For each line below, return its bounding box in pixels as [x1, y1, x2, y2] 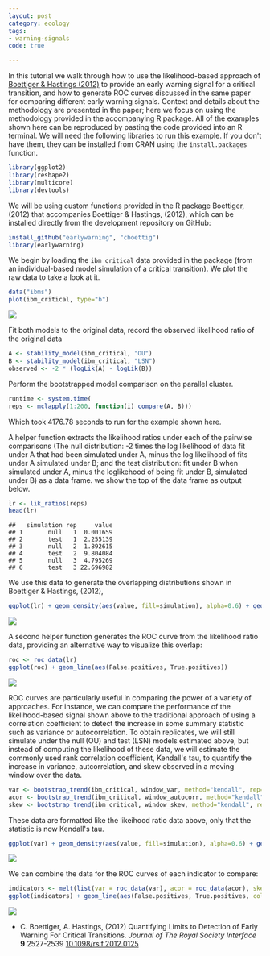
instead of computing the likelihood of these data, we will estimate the [8, 744, 240, 754]
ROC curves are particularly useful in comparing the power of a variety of [8, 692, 252, 702]
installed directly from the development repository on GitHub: [8, 218, 211, 227]
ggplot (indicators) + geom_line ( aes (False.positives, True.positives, [8, 892, 250, 900]
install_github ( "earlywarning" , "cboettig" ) [8, 233, 160, 242]
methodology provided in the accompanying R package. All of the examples [8, 114, 260, 123]
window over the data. [8, 770, 83, 779]
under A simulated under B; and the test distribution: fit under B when [8, 458, 239, 468]
